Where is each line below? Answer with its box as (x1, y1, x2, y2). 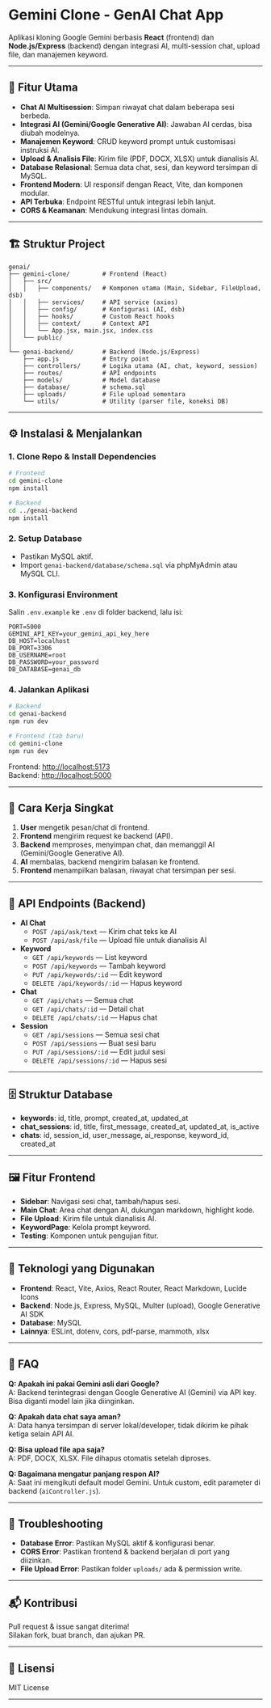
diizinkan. (19, 1555, 52, 1566)
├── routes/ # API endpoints (23, 369, 157, 377)
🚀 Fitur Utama (8, 81, 78, 95)
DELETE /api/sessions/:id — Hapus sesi (31, 1055, 168, 1065)
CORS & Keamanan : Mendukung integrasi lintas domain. (19, 205, 208, 215)
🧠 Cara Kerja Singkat (8, 801, 115, 815)
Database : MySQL (19, 1317, 82, 1327)
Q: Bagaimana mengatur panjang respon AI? (8, 1469, 160, 1478)
